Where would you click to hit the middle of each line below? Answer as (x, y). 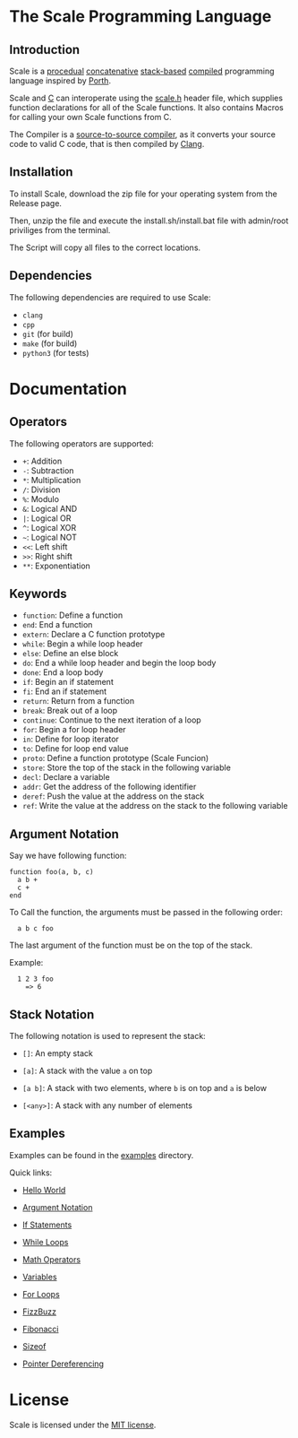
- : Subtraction (48, 470)
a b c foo (35, 929)
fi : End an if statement (64, 691)
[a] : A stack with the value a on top (87, 1071)
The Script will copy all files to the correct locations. (105, 247)
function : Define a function (72, 615)
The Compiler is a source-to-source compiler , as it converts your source (142, 134)
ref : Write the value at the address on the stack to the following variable (155, 806)
